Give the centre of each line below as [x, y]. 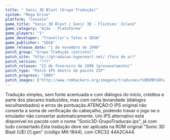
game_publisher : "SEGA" [30, 43]
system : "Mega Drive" [28, 15]
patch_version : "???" [28, 61]
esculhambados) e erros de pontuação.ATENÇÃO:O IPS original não [76, 105]
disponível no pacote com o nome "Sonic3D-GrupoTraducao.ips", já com [81, 121]
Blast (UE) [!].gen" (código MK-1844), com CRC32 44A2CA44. [70, 132]
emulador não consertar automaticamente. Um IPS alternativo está [75, 116]
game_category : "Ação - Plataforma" [44, 29]
